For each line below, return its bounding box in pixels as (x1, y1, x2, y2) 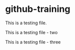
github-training (5, 3, 70, 15)
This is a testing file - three (5, 39, 61, 45)
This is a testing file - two (5, 29, 58, 35)
